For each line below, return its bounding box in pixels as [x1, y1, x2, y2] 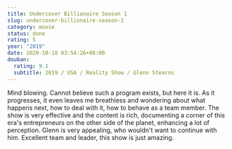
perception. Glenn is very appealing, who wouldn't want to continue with [7, 126, 217, 134]
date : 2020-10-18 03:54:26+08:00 [7, 50, 105, 57]
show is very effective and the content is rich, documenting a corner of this [7, 110, 225, 119]
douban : [7, 56, 30, 63]
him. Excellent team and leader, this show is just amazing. [7, 133, 174, 141]
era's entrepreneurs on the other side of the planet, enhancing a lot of [7, 118, 210, 127]
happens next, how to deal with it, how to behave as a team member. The [7, 103, 219, 112]
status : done [7, 30, 46, 37]
